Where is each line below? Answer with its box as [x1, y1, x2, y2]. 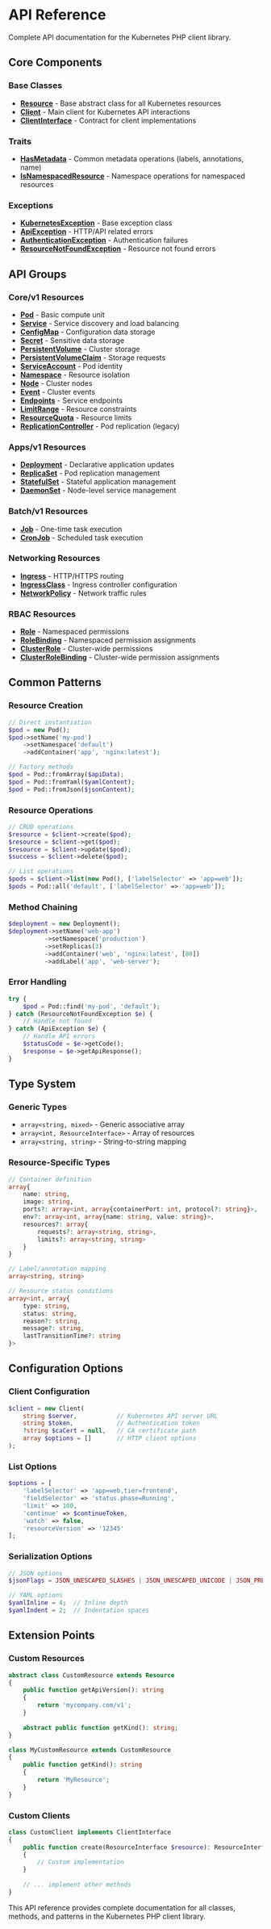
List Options [8, 1461, 57, 1472]
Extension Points [8, 1629, 95, 1642]
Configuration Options [8, 1362, 123, 1375]
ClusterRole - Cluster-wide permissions [19, 644, 153, 654]
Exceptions [8, 199, 54, 211]
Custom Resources [8, 1653, 85, 1664]
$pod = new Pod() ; [8, 726, 70, 734]
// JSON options [8, 1569, 63, 1577]
